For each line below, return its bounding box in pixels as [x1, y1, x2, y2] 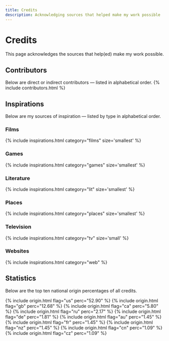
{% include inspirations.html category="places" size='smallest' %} [5, 210, 145, 217]
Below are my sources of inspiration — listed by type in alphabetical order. [5, 113, 161, 119]
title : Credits [5, 7, 38, 13]
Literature [5, 175, 31, 182]
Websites [5, 248, 30, 255]
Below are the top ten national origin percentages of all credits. [5, 287, 137, 294]
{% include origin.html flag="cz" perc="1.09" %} [5, 330, 107, 336]
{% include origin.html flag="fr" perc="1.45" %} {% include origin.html [5, 319, 153, 325]
